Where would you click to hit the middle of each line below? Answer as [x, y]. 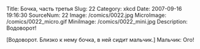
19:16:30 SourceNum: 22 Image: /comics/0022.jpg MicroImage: [87, 15]
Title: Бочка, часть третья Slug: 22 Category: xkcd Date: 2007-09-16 [94, 9]
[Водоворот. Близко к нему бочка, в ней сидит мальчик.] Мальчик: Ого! [100, 40]
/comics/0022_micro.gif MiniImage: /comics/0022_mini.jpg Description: [97, 21]
